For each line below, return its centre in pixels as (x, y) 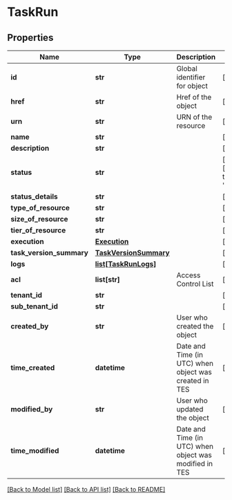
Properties (30, 38)
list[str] (107, 279)
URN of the (194, 117)
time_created (33, 368)
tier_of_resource (38, 230)
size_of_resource (39, 219)
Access (188, 275)
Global (187, 68)
